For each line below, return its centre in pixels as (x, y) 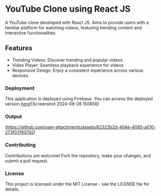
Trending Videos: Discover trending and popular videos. (68, 60)
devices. (21, 75)
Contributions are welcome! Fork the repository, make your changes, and (78, 156)
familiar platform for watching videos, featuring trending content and (73, 27)
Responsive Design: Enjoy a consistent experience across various (78, 70)
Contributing (20, 145)
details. (12, 189)
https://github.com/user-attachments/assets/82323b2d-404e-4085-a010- (81, 127)
